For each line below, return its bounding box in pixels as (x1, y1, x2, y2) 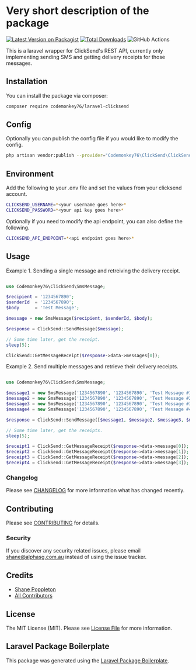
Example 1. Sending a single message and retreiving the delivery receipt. (6, 267, 181, 274)
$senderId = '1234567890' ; (6, 299, 75, 305)
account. (6, 191, 27, 198)
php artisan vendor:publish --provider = (6, 153, 106, 158)
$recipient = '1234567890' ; (6, 294, 75, 300)
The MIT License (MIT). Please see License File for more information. (6, 624, 172, 631)
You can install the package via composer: (6, 92, 108, 99)
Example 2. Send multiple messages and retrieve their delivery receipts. (6, 363, 179, 370)
